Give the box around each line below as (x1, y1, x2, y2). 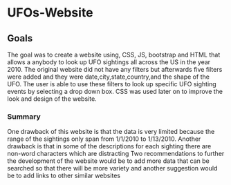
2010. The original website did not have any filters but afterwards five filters (7, 66, 223, 73)
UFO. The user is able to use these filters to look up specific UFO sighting (7, 80, 216, 88)
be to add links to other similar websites (7, 171, 121, 180)
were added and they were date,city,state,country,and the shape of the (7, 72, 210, 81)
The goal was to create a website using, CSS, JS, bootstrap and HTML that (7, 50, 221, 59)
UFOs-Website (7, 5, 93, 21)
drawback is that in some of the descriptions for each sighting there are (7, 142, 212, 150)
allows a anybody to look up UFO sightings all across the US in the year (7, 58, 211, 66)
